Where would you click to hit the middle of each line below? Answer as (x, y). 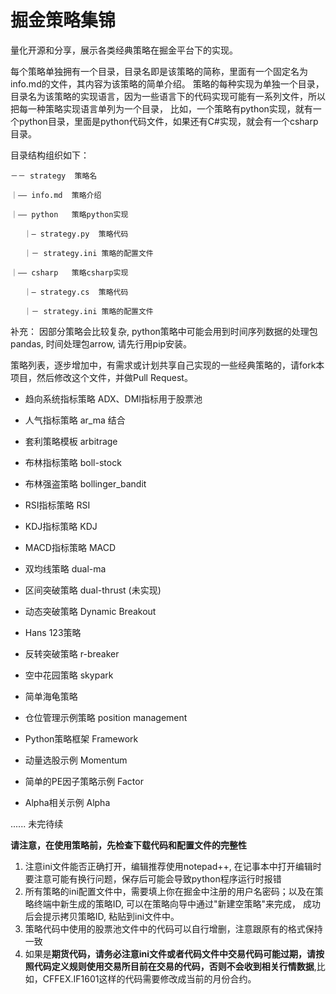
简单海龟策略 (51, 696)
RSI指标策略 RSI (57, 505)
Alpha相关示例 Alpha (67, 802)
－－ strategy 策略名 (54, 176)
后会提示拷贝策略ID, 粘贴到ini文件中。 (102, 916)
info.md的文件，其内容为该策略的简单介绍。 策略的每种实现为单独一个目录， (167, 83)
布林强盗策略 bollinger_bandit (85, 483)
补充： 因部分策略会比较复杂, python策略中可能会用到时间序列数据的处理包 (164, 331)
